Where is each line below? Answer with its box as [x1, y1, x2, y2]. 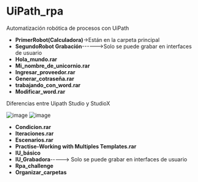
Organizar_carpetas [15, 169, 67, 176]
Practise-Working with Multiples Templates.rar [15, 142, 137, 150]
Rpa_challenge [15, 162, 53, 169]
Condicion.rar [15, 123, 52, 130]
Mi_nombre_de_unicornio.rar [15, 62, 90, 69]
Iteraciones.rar [15, 130, 54, 137]
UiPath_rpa [6, 4, 64, 18]
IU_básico [15, 149, 41, 156]
